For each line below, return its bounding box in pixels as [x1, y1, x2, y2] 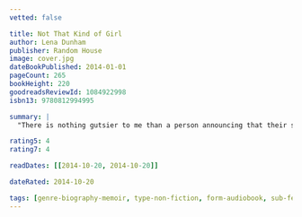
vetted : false [9, 13, 63, 22]
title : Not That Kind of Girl [9, 29, 123, 39]
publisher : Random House [9, 46, 102, 55]
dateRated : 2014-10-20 [9, 178, 94, 187]
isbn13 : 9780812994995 [9, 96, 94, 105]
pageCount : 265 [9, 71, 67, 81]
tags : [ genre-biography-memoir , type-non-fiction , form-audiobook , [9, 194, 268, 203]
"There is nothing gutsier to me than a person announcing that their [17, 120, 288, 130]
